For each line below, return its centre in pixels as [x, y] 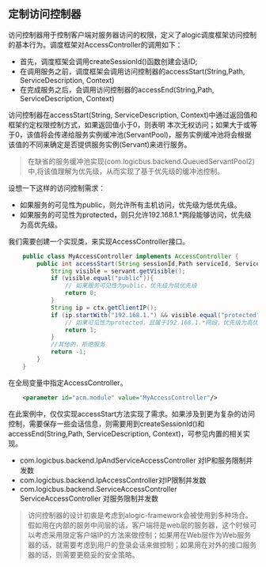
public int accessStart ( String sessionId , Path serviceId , [134, 263]
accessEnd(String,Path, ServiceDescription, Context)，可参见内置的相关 [126, 433]
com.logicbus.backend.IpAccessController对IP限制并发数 [113, 480]
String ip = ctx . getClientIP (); [104, 308]
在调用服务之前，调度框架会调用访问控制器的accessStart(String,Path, [132, 71]
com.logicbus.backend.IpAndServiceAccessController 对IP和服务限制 [133, 460]
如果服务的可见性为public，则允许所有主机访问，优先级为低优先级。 [130, 205]
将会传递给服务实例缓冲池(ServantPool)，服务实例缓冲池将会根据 [146, 134]
